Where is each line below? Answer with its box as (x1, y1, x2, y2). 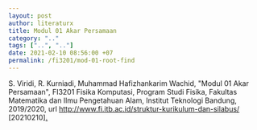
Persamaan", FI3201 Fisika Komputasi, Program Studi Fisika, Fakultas (8, 87, 238, 96)
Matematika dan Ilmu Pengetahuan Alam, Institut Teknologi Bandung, (8, 95, 238, 105)
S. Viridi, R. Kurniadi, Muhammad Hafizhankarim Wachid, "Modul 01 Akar (8, 78, 250, 88)
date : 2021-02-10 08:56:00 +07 (8, 49, 114, 57)
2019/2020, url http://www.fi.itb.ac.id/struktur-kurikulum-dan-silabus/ (8, 104, 240, 113)
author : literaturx (8, 19, 74, 27)
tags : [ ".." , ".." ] (8, 42, 74, 50)
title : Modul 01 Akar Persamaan (8, 26, 117, 35)
